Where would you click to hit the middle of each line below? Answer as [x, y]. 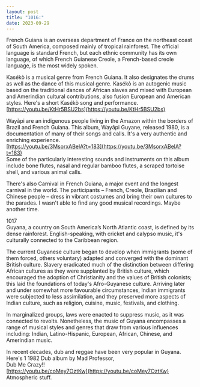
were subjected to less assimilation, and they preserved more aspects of [96, 297]
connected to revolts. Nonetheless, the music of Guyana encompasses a [96, 321]
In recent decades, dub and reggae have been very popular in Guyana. [94, 352]
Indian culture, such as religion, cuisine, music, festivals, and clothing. [93, 303]
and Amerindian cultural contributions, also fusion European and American [98, 96]
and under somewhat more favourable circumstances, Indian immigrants [96, 290]
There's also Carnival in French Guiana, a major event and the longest [92, 184]
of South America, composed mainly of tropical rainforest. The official [92, 46]
